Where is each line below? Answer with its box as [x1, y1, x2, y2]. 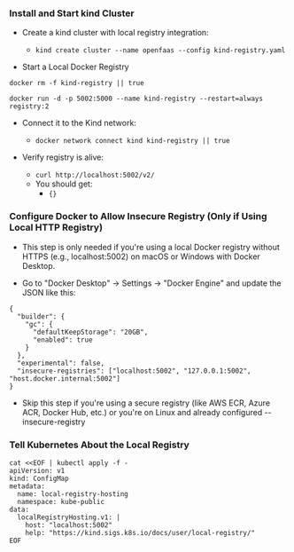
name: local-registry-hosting [17, 489, 128, 499]
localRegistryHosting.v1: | [17, 513, 121, 522]
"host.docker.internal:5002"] [9, 374, 121, 383]
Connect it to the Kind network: [21, 118, 137, 129]
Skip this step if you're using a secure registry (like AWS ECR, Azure [21, 398, 271, 408]
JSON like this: [21, 287, 76, 297]
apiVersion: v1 [9, 466, 66, 475]
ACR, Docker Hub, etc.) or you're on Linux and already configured [21, 406, 263, 417]
